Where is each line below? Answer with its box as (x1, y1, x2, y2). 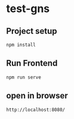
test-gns (6, 2, 50, 16)
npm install (6, 42, 36, 48)
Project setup (6, 26, 58, 36)
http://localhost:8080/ (6, 106, 66, 113)
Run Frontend (6, 58, 58, 68)
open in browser (6, 91, 68, 101)
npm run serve (6, 74, 42, 80)
